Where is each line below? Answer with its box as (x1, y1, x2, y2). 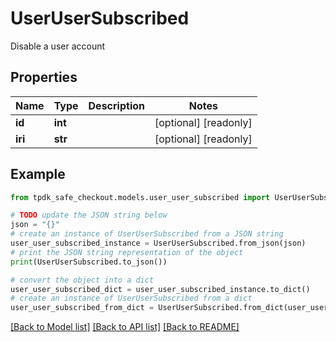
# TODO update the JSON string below (10, 210, 168, 221)
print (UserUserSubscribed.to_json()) (10, 257, 168, 267)
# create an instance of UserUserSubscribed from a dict (10, 293, 253, 304)
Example (10, 166, 66, 183)
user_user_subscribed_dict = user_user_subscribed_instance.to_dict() (10, 284, 311, 294)
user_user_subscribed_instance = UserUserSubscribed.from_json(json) (10, 238, 307, 249)
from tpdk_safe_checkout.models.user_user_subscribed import (10, 192, 271, 202)
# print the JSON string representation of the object (10, 247, 244, 257)
